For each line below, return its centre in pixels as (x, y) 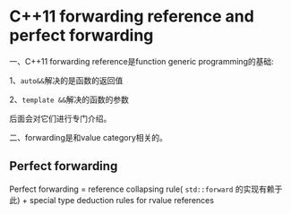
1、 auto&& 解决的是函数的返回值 (66, 80)
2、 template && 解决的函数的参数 (69, 99)
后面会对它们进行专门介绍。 (60, 118)
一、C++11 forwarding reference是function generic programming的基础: (142, 61)
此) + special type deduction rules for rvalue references (112, 200)
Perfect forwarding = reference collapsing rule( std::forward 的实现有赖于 (146, 189)
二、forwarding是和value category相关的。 (89, 137)
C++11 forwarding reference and (132, 17)
